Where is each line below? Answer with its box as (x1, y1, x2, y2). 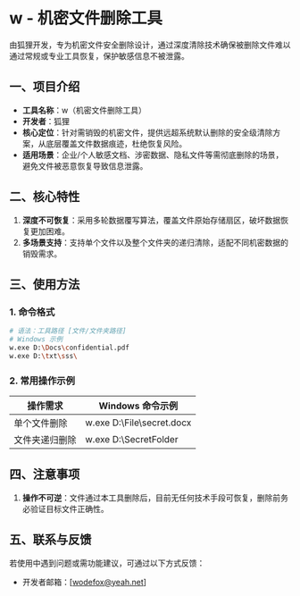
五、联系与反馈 (9, 533, 92, 548)
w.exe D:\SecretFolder (85, 433, 179, 446)
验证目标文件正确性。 (29, 503, 109, 514)
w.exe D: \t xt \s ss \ (9, 351, 78, 360)
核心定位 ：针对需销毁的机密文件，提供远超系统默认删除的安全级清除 (21, 127, 273, 138)
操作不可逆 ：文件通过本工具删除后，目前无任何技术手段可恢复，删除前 (21, 492, 281, 503)
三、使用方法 (9, 276, 80, 291)
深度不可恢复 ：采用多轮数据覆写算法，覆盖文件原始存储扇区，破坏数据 (21, 214, 281, 225)
